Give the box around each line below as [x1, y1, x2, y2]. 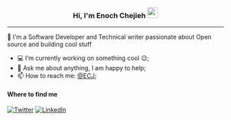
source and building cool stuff [7, 40, 92, 48]
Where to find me [7, 90, 58, 98]
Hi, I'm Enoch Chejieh [73, 10, 146, 20]
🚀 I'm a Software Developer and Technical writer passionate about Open [7, 33, 212, 41]
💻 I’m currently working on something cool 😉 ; [16, 54, 150, 62]
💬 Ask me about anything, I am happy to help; [16, 64, 146, 72]
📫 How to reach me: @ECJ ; [16, 72, 97, 80]
